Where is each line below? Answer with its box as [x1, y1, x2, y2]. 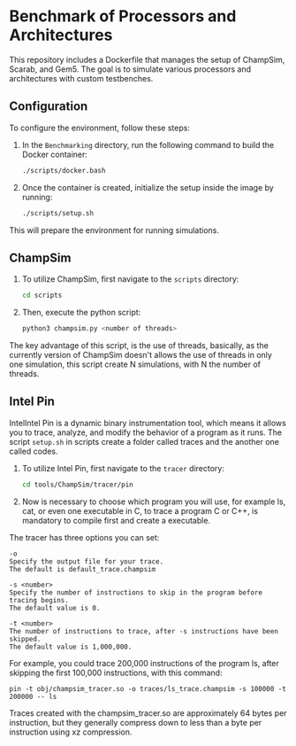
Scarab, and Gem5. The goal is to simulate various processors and [9, 64, 252, 74]
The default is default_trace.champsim [9, 564, 156, 573]
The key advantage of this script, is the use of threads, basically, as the [9, 340, 269, 351]
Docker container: [21, 149, 88, 159]
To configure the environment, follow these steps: [9, 122, 190, 133]
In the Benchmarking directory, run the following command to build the [21, 139, 275, 150]
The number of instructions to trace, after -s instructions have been [9, 626, 278, 635]
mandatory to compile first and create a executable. [21, 515, 210, 525]
